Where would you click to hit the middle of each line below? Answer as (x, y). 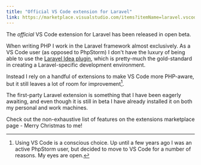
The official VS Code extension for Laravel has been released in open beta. (99, 34)
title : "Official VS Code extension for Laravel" (69, 12)
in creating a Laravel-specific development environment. (76, 65)
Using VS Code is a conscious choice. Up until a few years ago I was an (103, 143)
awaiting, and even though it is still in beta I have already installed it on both (99, 101)
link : (13, 17)
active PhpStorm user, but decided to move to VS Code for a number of (103, 149)
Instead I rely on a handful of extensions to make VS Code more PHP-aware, (100, 76)
